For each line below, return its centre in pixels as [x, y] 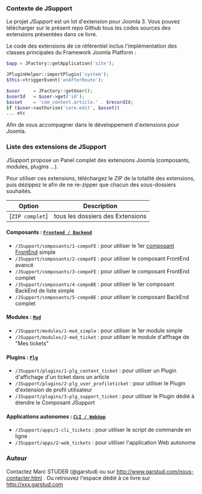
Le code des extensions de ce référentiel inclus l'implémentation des [92, 46]
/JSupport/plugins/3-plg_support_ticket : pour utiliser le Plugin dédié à [105, 396]
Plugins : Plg [22, 357]
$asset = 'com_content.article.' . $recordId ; [70, 102]
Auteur [17, 458]
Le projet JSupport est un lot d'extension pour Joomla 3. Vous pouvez [93, 22]
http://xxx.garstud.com [35, 484]
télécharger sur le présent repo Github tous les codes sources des [88, 28]
